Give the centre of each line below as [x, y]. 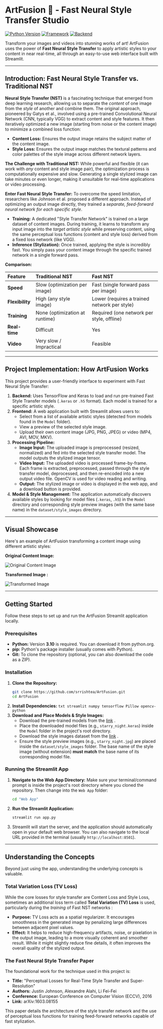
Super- [137, 980]
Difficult [45, 330]
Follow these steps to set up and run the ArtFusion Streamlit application [76, 616]
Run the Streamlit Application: [43, 808]
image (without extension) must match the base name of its [79, 751]
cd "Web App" [25, 799]
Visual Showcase [32, 529]
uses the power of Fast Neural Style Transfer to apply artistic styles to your [81, 48]
